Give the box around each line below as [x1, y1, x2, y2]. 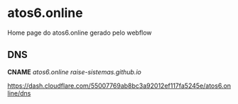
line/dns [7, 88, 31, 97]
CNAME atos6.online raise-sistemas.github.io [7, 67, 142, 76]
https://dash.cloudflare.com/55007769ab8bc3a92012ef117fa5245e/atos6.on [7, 81, 232, 90]
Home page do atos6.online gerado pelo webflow [7, 28, 152, 37]
